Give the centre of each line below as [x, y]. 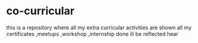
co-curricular [40, 11]
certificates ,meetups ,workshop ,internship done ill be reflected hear [92, 33]
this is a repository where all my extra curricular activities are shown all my [99, 27]
